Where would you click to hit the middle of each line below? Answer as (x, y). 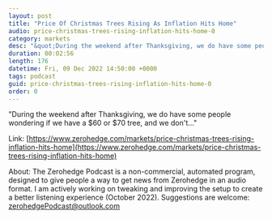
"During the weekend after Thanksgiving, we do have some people (120, 114)
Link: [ (19, 139)
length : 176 (28, 62)
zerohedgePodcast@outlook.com (64, 206)
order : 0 (23, 91)
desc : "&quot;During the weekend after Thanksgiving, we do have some (130, 46)
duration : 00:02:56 (41, 54)
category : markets (39, 39)
